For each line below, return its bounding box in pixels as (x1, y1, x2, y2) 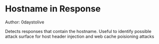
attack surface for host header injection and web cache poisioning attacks (5, 33, 155, 39)
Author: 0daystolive (5, 19, 45, 25)
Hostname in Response (5, 3, 101, 14)
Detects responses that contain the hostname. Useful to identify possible (5, 28, 152, 34)
